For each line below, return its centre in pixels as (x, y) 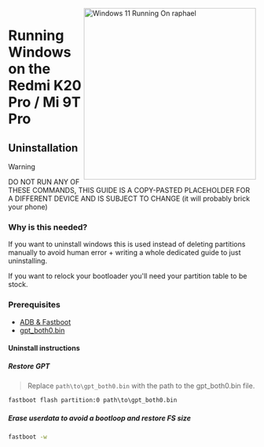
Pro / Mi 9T (44, 102)
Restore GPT (29, 366)
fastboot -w (27, 437)
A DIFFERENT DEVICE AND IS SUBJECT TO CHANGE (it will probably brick (129, 198)
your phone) (28, 207)
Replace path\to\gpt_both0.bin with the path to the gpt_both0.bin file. (141, 386)
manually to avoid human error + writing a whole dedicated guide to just (125, 253)
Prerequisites (34, 305)
